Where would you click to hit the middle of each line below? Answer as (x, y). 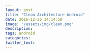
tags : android (20, 33)
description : (19, 29)
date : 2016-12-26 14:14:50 (34, 19)
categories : (18, 38)
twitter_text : (20, 43)
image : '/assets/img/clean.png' (39, 24)
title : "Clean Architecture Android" (45, 15)
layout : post (19, 10)
